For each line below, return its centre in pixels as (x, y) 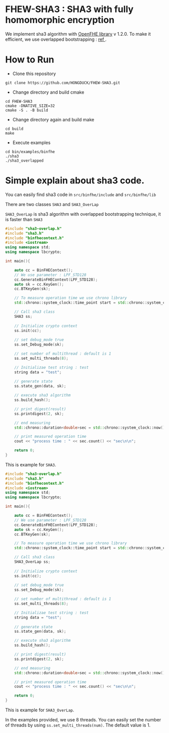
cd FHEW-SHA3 (19, 101)
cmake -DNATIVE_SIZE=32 (30, 106)
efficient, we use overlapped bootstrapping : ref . (56, 39)
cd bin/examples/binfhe (30, 152)
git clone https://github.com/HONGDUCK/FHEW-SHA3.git (63, 83)
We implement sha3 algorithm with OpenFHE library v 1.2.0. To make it (78, 34)
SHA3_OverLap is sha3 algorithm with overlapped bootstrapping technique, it (83, 214)
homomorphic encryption (60, 20)
